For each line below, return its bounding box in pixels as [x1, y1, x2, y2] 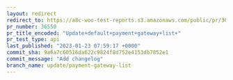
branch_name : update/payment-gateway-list [6, 62, 131, 69]
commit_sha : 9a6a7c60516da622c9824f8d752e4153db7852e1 [6, 49, 169, 56]
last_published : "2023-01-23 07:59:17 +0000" [6, 42, 140, 49]
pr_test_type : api [6, 36, 60, 43]
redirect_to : [6, 17, 45, 24]
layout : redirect [6, 10, 57, 17]
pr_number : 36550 [6, 23, 57, 30]
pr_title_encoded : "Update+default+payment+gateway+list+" [6, 29, 182, 37]
